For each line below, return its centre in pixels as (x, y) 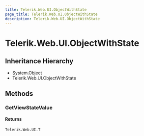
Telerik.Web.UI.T (23, 130)
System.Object (27, 73)
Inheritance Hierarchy (39, 61)
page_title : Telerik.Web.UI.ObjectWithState (51, 14)
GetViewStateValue (29, 108)
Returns (14, 119)
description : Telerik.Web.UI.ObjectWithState (52, 19)
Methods (19, 94)
